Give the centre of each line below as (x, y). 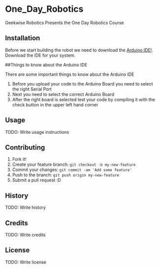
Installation (23, 38)
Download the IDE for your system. (40, 55)
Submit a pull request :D (37, 180)
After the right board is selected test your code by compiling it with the (84, 99)
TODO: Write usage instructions (37, 132)
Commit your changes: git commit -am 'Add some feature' (72, 170)
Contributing (25, 147)
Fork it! (19, 159)
